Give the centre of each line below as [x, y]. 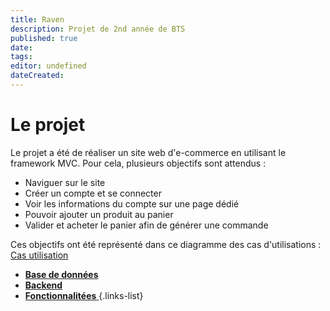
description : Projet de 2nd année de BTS [98, 29]
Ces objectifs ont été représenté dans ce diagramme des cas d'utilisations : [166, 244]
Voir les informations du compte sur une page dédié [132, 203]
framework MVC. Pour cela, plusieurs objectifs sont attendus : [138, 163]
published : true [44, 38]
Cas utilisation [39, 255]
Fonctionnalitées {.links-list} [84, 295]
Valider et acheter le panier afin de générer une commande [146, 225]
